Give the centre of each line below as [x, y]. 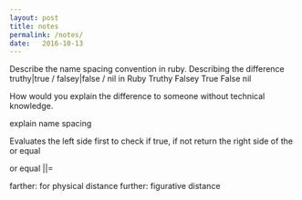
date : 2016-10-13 [47, 43]
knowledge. [31, 106]
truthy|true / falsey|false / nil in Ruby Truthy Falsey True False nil [130, 79]
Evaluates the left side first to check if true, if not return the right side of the [151, 141]
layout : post [34, 18]
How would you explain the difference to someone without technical [137, 96]
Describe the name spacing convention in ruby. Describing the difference [147, 69]
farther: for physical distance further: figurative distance [115, 186]
